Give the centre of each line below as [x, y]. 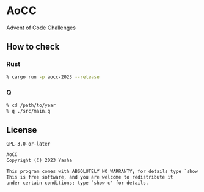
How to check [33, 47]
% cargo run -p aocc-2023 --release [53, 77]
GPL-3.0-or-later [28, 144]
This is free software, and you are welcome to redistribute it [90, 177]
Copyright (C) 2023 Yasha [39, 161]
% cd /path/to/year [31, 105]
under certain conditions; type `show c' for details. [78, 183]
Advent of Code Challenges [41, 28]
